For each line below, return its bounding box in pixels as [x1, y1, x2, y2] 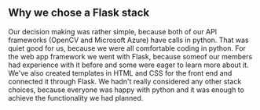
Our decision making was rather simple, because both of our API [8, 27, 218, 36]
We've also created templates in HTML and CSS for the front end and [8, 68, 233, 77]
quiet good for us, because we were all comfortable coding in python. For [8, 43, 246, 53]
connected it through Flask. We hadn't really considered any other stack [8, 76, 242, 86]
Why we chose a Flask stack [8, 6, 150, 20]
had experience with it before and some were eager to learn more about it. [8, 60, 249, 69]
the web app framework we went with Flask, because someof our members [8, 51, 253, 61]
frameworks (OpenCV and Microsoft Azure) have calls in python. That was [8, 35, 249, 44]
